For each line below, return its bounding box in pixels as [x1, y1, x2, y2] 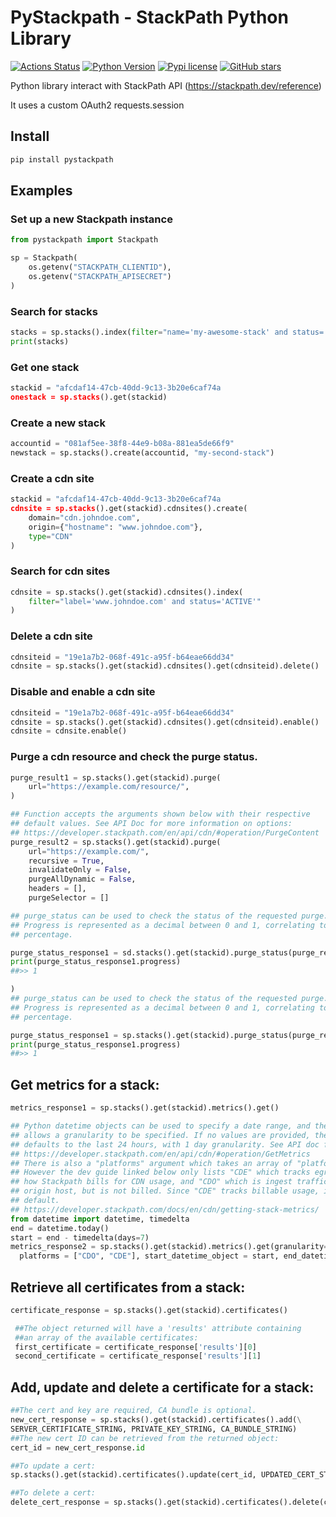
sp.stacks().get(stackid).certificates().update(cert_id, [10, 1470, 257, 1480]
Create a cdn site [10, 471, 95, 485]
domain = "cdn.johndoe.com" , [28, 512, 141, 523]
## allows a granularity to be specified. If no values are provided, [10, 1130, 311, 1140]
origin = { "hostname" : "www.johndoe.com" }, [28, 522, 203, 532]
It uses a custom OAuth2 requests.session [10, 99, 185, 111]
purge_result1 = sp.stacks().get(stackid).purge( [10, 772, 222, 783]
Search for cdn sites [10, 564, 111, 578]
